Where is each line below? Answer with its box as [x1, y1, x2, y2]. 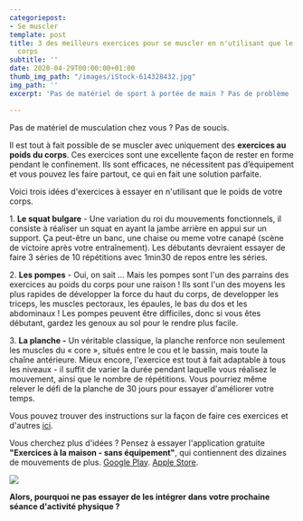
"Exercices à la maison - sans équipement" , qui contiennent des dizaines [9, 447, 287, 458]
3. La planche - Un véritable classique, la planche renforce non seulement [9, 334, 286, 345]
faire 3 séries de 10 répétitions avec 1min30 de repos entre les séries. [9, 251, 269, 263]
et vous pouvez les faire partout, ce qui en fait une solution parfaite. [9, 169, 262, 179]
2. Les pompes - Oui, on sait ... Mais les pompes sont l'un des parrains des [9, 269, 289, 280]
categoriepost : [9, 13, 67, 23]
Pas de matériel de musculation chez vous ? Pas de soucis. [9, 121, 230, 132]
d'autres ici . [9, 420, 53, 430]
